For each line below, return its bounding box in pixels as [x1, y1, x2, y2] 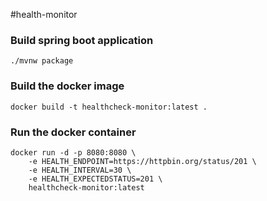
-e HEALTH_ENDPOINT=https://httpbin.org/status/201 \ [28, 156, 257, 166]
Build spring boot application [10, 33, 154, 47]
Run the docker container [10, 125, 137, 139]
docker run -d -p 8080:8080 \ [10, 147, 137, 158]
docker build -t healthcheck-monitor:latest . [10, 102, 208, 112]
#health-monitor [10, 9, 78, 20]
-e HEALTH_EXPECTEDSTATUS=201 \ [28, 174, 163, 184]
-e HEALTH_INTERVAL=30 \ [28, 165, 132, 175]
